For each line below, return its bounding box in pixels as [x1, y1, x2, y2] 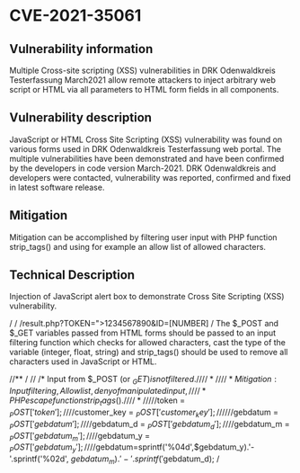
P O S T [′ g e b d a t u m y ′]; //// [9, 442, 96, 455]
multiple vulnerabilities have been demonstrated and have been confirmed [9, 153, 285, 164]
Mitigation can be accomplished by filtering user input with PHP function [9, 231, 278, 243]
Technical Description [9, 267, 136, 283]
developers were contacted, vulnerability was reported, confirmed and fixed [9, 172, 292, 183]
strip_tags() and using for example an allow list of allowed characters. [9, 241, 267, 252]
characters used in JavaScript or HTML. [9, 356, 157, 367]
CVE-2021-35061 [9, 5, 142, 26]
